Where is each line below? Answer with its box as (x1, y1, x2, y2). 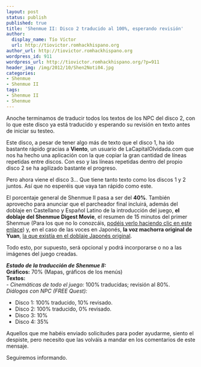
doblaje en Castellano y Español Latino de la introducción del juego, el (6, 206, 180, 213)
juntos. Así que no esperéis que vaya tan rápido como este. (6, 182, 153, 189)
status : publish (6, 14, 47, 20)
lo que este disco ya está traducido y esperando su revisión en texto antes (6, 121, 190, 128)
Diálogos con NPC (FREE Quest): (6, 287, 88, 294)
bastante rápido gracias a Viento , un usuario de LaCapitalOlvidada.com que (6, 145, 194, 152)
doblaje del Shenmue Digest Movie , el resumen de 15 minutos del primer (6, 213, 188, 220)
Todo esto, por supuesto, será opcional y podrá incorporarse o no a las (6, 243, 182, 251)
